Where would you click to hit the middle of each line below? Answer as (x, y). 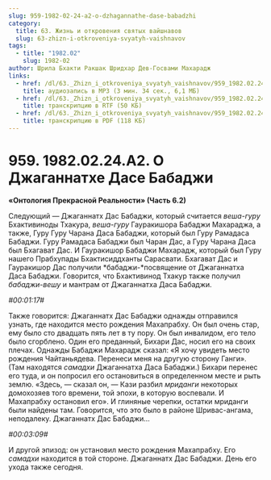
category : (25, 23)
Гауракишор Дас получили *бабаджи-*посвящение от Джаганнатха (126, 267)
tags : (17, 46)
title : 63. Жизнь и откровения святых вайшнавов (99, 31)
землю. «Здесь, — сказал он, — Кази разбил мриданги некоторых (123, 384)
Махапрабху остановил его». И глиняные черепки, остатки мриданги (128, 401)
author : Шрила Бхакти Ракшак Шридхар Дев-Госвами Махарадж (110, 69)
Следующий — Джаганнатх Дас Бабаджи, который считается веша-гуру (134, 215)
